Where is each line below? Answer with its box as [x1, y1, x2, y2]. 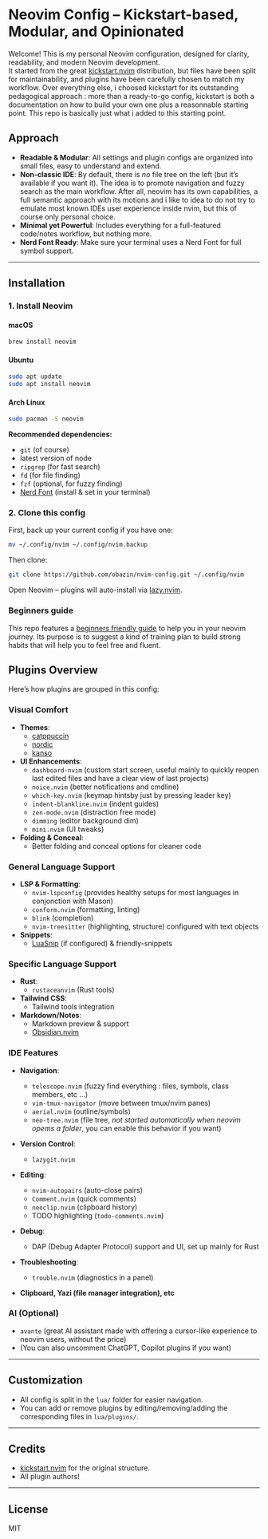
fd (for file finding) [19, 471, 81, 480]
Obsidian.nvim [31, 1028, 80, 1037]
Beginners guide [8, 605, 74, 616]
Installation [8, 277, 65, 290]
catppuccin [31, 731, 69, 740]
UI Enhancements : [19, 756, 82, 766]
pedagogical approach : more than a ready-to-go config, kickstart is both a [8, 91, 255, 101]
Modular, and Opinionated [8, 22, 184, 41]
